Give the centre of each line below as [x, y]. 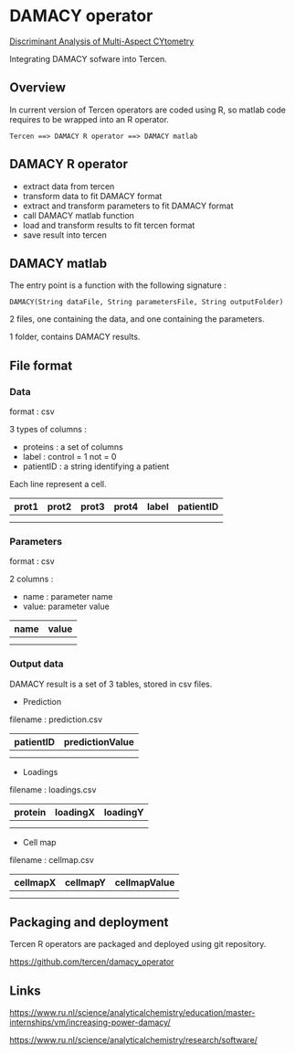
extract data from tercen [68, 186]
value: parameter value [66, 607]
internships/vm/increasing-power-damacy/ [90, 1022]
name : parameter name [68, 597]
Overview [38, 88]
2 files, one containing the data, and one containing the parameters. [137, 319]
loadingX [75, 812]
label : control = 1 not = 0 [69, 457]
